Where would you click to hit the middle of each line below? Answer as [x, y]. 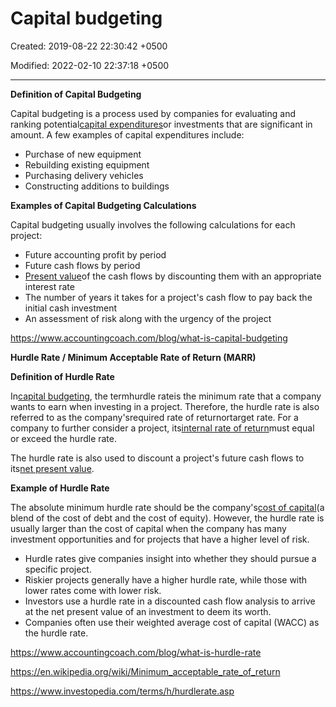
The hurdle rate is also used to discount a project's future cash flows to [157, 458]
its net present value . [52, 468]
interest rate [49, 286]
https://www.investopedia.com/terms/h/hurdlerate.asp [122, 691]
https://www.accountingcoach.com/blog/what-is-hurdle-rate [136, 652]
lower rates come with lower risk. [93, 590]
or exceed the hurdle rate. [63, 438]
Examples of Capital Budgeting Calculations [103, 205]
